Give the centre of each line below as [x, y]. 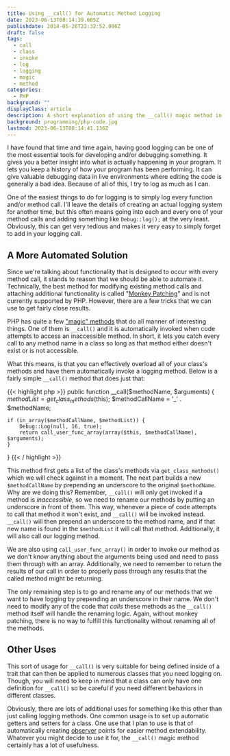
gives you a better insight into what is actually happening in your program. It [114, 162]
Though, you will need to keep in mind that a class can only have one [104, 681]
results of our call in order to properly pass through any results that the [107, 571]
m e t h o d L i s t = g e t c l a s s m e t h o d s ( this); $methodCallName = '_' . [94, 400]
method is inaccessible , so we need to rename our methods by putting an [111, 499]
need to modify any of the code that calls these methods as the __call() [110, 606]
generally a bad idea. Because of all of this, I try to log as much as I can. [109, 184]
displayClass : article [39, 109]
